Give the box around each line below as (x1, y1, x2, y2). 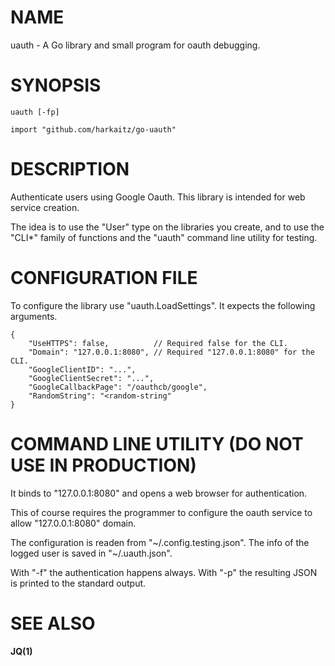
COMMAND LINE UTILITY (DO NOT (10, 432, 304, 455)
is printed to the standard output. (10, 577, 147, 589)
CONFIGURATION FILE (10, 267, 198, 289)
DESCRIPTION (10, 158, 130, 181)
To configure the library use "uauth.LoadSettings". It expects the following (10, 299, 316, 311)
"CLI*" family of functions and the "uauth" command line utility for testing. (10, 231, 318, 243)
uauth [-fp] (10, 107, 60, 117)
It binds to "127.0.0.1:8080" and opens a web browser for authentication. (10, 487, 308, 499)
